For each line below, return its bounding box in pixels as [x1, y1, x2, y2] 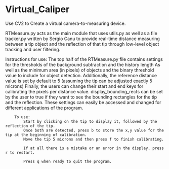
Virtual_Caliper [5, 4, 70, 15]
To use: [14, 114, 30, 120]
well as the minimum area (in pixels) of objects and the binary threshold [5, 67, 154, 73]
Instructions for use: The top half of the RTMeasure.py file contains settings [5, 56, 163, 62]
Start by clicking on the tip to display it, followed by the [23, 119, 157, 124]
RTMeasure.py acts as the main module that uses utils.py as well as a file [5, 30, 158, 36]
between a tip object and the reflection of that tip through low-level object [5, 41, 159, 47]
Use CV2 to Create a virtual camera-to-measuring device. [5, 20, 126, 26]
